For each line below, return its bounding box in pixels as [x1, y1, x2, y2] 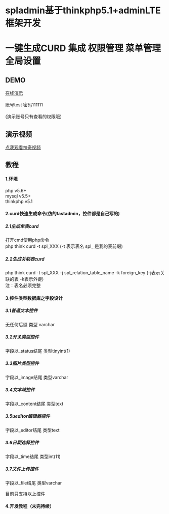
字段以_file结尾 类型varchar [5, 479, 62, 486]
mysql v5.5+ [5, 193, 31, 199]
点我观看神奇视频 [5, 145, 41, 150]
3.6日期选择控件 [5, 440, 39, 446]
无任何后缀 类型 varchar [5, 321, 55, 327]
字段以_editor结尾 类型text [5, 427, 60, 433]
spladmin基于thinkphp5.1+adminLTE [5, 5, 161, 16]
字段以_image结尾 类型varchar [5, 374, 68, 380]
